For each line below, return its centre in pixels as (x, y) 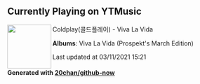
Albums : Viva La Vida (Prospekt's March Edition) (123, 43)
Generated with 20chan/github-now (61, 73)
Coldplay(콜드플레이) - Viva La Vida (102, 29)
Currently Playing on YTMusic (74, 12)
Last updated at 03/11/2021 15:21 (99, 57)
